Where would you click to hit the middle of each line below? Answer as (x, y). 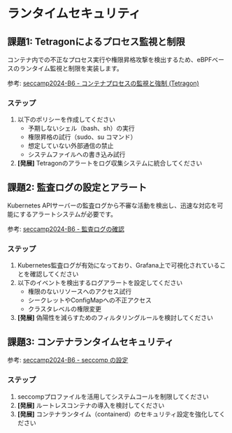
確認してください (54, 274)
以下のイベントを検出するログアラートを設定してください (100, 283)
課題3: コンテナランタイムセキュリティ (90, 342)
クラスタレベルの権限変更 (65, 309)
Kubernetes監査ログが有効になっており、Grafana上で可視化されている (118, 265)
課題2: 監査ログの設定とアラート (77, 188)
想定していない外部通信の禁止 (71, 146)
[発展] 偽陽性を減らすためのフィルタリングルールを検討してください (115, 318)
